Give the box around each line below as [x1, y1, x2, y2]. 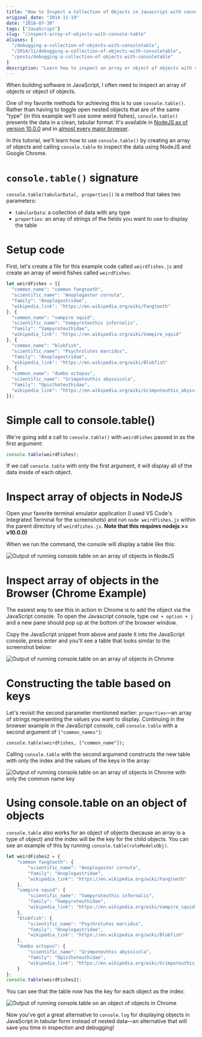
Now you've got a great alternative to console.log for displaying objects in [6, 1011, 191, 1018]
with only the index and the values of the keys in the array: [6, 757, 151, 764]
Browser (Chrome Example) [6, 586, 147, 600]
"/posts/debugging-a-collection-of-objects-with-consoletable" [11, 54, 173, 60]
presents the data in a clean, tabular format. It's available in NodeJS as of [6, 119, 188, 126]
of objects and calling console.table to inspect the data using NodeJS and [6, 143, 191, 151]
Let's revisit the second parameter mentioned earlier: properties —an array [6, 709, 192, 717]
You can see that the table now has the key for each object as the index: [6, 988, 185, 995]
